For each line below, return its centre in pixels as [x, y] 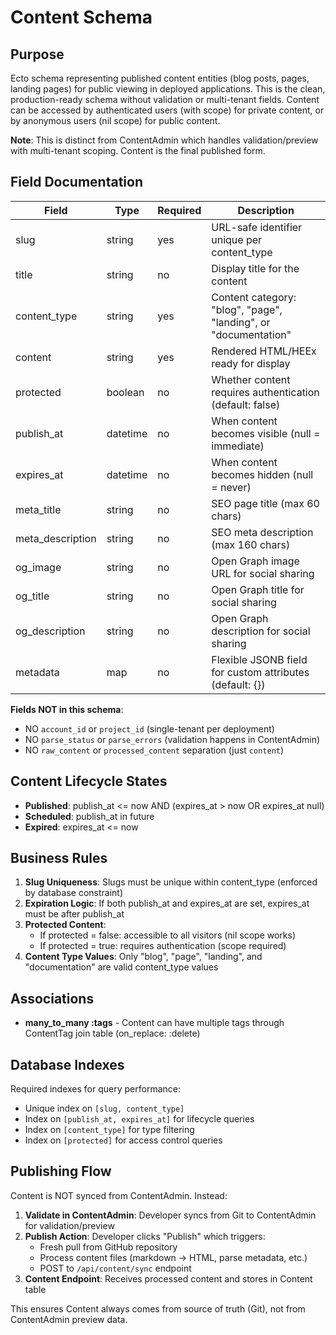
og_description [50, 631]
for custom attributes [260, 672]
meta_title [38, 509]
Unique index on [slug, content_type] [104, 1108]
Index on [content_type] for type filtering [109, 1130]
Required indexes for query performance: [95, 1089]
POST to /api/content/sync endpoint [115, 1268]
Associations [52, 998]
